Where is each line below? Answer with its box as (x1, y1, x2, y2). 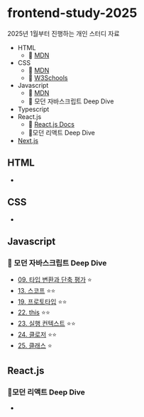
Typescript (17, 105, 50, 113)
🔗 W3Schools (28, 73, 68, 82)
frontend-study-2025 (7, 5, 138, 21)
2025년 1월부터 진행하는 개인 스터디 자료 (7, 29, 120, 38)
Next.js (17, 136, 39, 144)
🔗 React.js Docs (28, 120, 74, 128)
